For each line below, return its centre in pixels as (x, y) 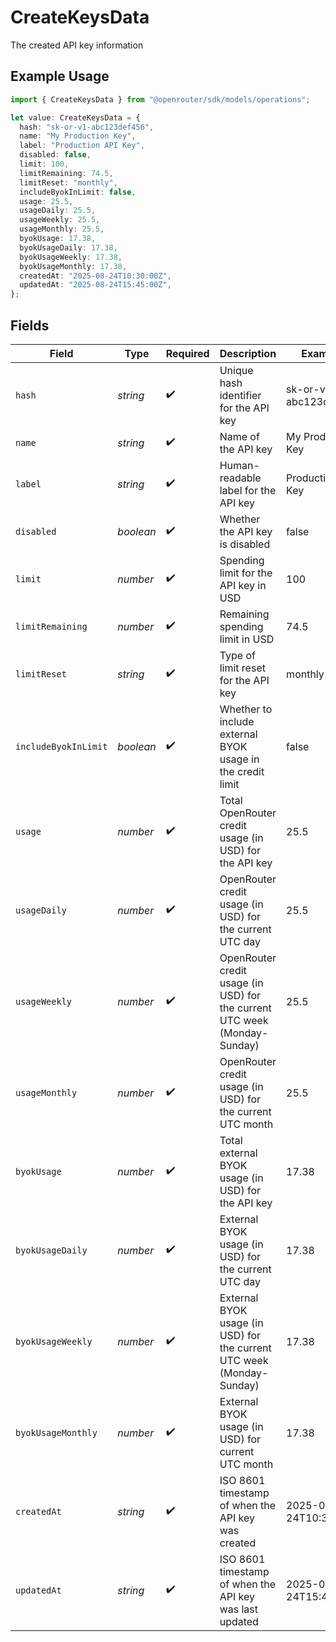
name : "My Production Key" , (78, 136)
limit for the (246, 573)
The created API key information (77, 45)
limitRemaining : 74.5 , (66, 173)
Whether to (246, 709)
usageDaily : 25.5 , (58, 211)
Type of (237, 655)
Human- (239, 465)
